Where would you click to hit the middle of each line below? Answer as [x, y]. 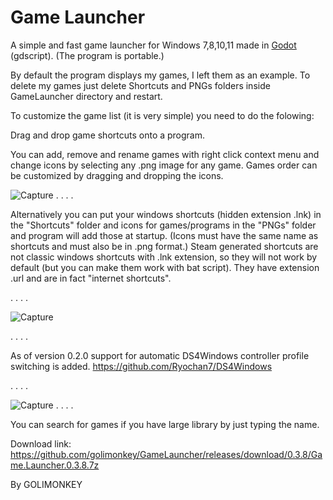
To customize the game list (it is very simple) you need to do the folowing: [162, 115]
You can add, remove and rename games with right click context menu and [165, 154]
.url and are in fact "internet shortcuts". [91, 278]
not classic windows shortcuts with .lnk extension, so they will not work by [164, 257]
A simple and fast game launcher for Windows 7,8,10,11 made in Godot [153, 45]
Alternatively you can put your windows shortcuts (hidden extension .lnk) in [166, 214]
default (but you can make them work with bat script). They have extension [165, 267]
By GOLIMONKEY [46, 484]
